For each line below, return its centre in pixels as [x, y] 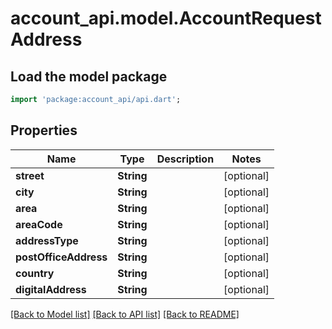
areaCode [39, 224]
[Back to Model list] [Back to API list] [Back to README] [125, 314]
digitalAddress [51, 289]
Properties [44, 130]
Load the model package [89, 76]
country [35, 273]
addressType [47, 240]
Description [185, 159]
